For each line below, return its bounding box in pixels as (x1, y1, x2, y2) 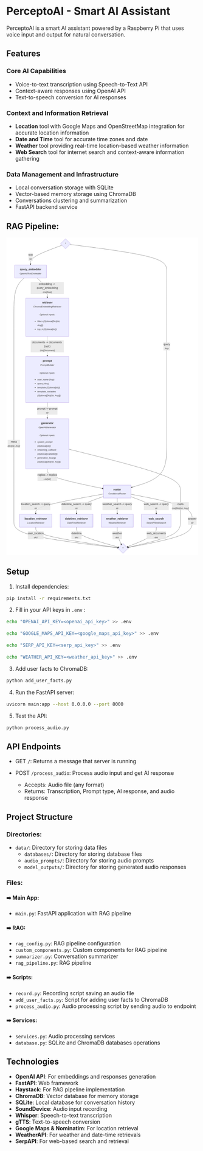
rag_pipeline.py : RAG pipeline (15, 959, 92, 967)
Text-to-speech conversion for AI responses (15, 93, 126, 101)
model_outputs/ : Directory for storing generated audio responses (24, 863, 187, 871)
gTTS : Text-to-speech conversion (15, 1118, 100, 1125)
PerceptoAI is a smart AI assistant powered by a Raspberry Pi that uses (6, 24, 184, 32)
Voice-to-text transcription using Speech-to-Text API (15, 80, 148, 88)
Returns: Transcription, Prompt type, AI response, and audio (24, 788, 175, 795)
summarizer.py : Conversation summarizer (15, 953, 119, 960)
